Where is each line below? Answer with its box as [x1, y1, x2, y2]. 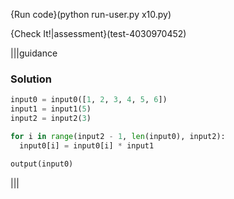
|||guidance [10, 47, 58, 59]
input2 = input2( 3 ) [10, 114, 92, 124]
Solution [10, 72, 53, 86]
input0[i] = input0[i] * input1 [19, 140, 155, 151]
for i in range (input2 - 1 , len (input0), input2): [10, 131, 226, 141]
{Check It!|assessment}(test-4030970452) [10, 28, 187, 39]
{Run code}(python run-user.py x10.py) [10, 9, 172, 20]
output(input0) [10, 159, 74, 169]
